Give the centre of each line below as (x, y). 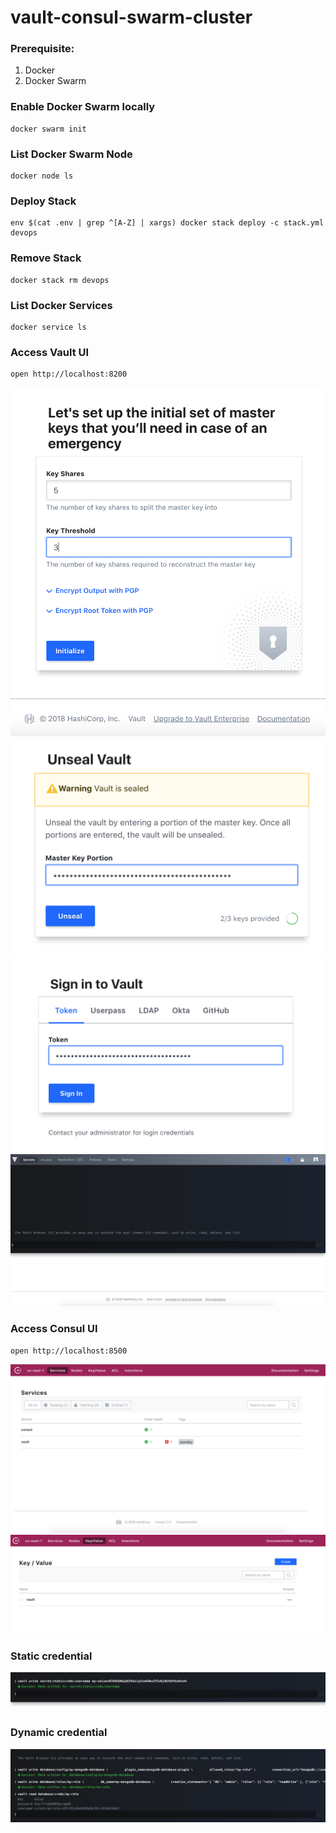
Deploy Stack (43, 201)
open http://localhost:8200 (69, 374)
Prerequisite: (42, 49)
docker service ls (48, 327)
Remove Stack (46, 258)
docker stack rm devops (60, 280)
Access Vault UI (50, 352)
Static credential (51, 1656)
